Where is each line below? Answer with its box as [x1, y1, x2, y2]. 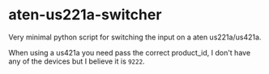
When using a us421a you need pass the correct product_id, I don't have [8, 47, 251, 57]
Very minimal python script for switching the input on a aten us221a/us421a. [8, 32, 262, 42]
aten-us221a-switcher [8, 6, 162, 24]
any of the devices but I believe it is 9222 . [8, 56, 145, 66]
